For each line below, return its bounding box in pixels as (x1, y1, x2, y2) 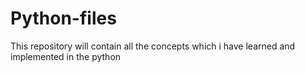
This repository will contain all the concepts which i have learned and (10, 40, 296, 52)
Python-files (10, 7, 117, 30)
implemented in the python (10, 50, 122, 62)
